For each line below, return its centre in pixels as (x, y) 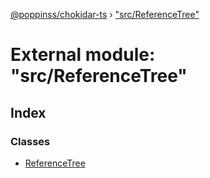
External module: (83, 55)
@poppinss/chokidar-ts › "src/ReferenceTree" (105, 14)
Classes (30, 141)
